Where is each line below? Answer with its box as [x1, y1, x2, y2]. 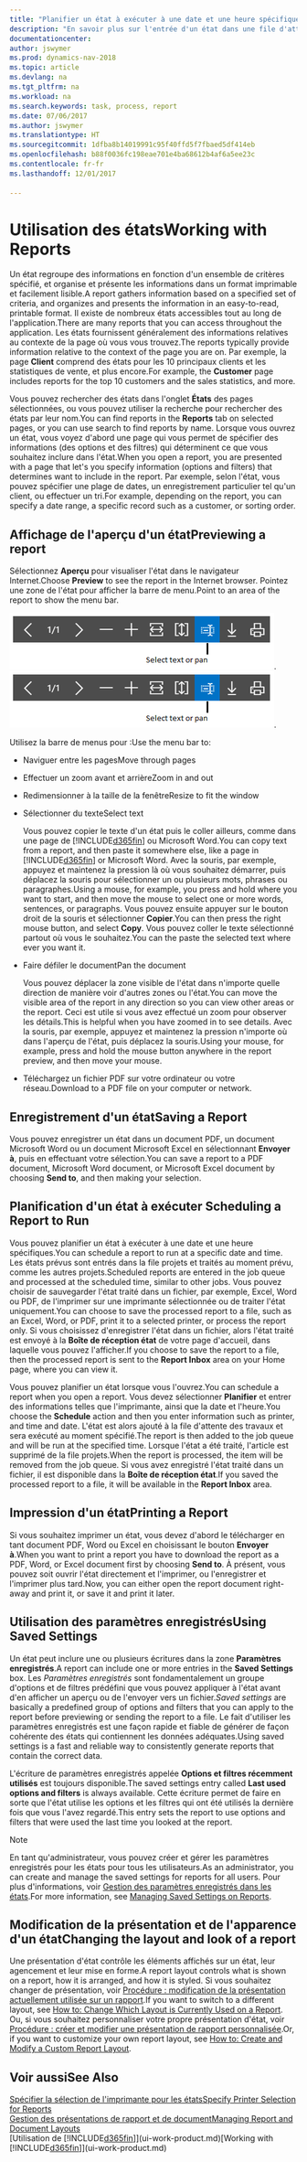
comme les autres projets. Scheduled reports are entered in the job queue [9, 1267, 286, 1278]
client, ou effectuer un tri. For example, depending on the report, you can [9, 490, 281, 502]
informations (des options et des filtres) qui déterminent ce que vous [9, 442, 269, 453]
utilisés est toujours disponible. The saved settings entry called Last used [9, 1777, 286, 1788]
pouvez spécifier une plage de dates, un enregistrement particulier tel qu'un [9, 481, 296, 492]
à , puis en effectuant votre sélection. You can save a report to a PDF [9, 1153, 264, 1164]
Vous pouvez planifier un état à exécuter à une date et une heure [9, 1237, 254, 1248]
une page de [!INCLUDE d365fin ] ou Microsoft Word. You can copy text [22, 835, 288, 846]
